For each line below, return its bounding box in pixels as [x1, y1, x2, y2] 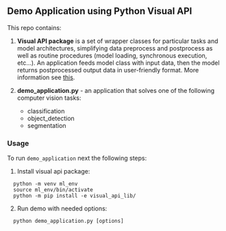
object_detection [27, 114, 75, 122]
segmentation [27, 121, 66, 129]
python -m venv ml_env [13, 180, 78, 187]
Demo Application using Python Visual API [7, 5, 192, 17]
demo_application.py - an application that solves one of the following [16, 86, 215, 94]
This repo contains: [7, 23, 62, 31]
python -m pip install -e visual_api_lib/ [13, 193, 136, 200]
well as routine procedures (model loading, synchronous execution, [16, 51, 208, 59]
